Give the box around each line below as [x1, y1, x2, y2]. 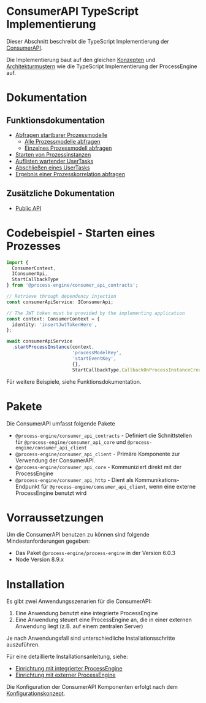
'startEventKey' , [72, 355, 116, 362]
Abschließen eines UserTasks [15, 164, 90, 171]
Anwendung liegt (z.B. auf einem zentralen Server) [15, 623, 143, 630]
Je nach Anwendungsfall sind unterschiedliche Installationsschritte [6, 634, 175, 642]
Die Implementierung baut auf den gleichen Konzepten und [6, 56, 156, 63]
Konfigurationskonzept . [6, 689, 66, 697]
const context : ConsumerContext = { [6, 316, 100, 322]
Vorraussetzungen [6, 511, 104, 524]
